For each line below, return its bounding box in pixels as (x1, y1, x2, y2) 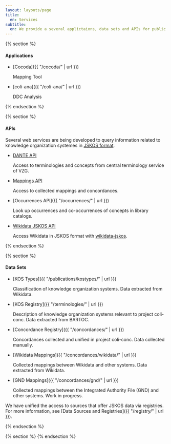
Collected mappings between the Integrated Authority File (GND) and (12, 387, 159, 393)
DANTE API (12, 152, 37, 158)
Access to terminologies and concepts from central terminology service (12, 162, 164, 168)
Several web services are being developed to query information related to (5, 137, 161, 143)
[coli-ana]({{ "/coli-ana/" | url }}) (12, 84, 81, 90)
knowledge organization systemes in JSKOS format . (5, 142, 115, 148)
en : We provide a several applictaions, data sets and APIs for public (10, 27, 166, 32)
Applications (5, 52, 33, 59)
